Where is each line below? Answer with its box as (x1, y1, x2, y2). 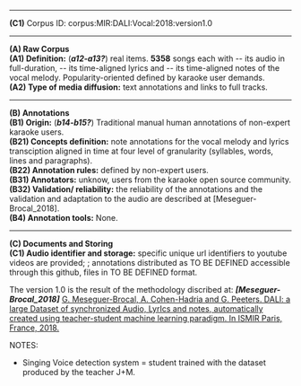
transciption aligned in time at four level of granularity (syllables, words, (9, 145, 274, 156)
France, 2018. (9, 322, 60, 333)
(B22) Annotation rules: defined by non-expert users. (9, 165, 209, 175)
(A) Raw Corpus (9, 44, 70, 54)
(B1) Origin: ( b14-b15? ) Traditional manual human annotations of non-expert (9, 118, 291, 127)
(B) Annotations (9, 108, 70, 118)
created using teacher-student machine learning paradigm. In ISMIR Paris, (9, 313, 283, 323)
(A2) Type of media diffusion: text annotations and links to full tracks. (9, 82, 269, 92)
